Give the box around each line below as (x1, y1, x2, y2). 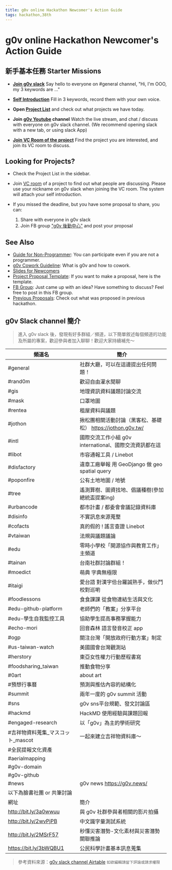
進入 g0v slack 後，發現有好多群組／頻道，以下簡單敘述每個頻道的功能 (17, 331, 167, 337)
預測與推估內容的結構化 (79, 681, 137, 688)
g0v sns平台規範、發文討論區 (79, 700, 150, 707)
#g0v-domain (8, 763, 42, 770)
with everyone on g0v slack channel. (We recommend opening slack (12, 121, 158, 128)
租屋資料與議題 (79, 407, 116, 414)
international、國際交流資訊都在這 (79, 441, 161, 449)
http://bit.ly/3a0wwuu (8, 808, 60, 815)
